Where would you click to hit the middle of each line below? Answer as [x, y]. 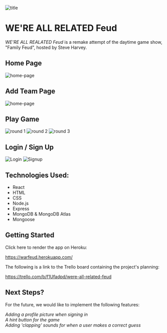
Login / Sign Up [30, 147]
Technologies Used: [37, 175]
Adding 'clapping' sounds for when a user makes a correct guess [73, 325]
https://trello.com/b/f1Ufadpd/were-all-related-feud [58, 277]
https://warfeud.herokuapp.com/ [39, 257]
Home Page [24, 63]
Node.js [21, 203]
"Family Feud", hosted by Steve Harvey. [46, 47]
